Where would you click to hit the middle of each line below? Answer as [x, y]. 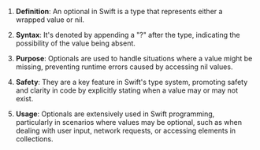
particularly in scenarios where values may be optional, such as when [129, 122]
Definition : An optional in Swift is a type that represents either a [119, 11]
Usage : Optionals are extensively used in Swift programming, [115, 114]
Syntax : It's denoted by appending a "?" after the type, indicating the [128, 35]
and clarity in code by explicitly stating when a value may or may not [127, 90]
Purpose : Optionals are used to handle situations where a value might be [134, 59]
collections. [34, 139]
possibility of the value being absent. [76, 43]
